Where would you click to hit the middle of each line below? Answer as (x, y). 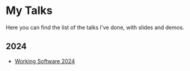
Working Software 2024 (45, 61)
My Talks (29, 11)
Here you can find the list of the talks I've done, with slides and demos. (95, 27)
